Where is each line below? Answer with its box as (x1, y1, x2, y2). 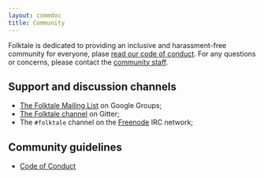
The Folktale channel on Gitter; (19, 109, 120, 119)
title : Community (8, 19, 65, 27)
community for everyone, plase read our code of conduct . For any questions (8, 49, 256, 58)
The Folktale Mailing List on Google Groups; (19, 101, 162, 110)
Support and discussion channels (8, 80, 177, 93)
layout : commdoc (8, 11, 61, 20)
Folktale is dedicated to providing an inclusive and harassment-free (8, 40, 227, 50)
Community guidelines (8, 140, 122, 154)
